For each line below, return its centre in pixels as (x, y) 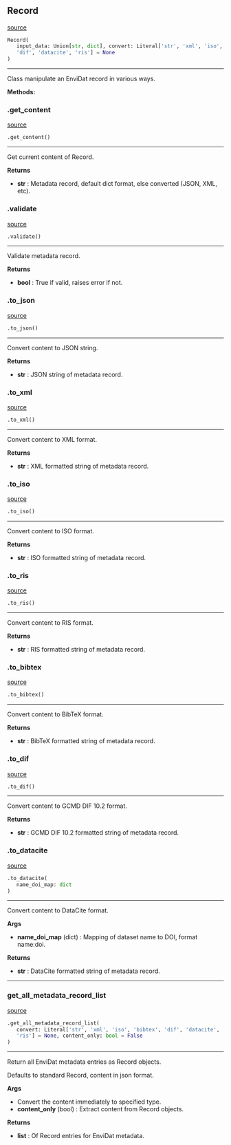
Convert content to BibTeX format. (55, 714)
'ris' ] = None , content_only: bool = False (79, 1036)
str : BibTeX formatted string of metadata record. (86, 741)
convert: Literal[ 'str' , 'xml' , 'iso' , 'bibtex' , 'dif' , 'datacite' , (118, 1029)
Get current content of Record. (51, 157)
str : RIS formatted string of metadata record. (81, 650)
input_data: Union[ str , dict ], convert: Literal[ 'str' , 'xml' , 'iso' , (120, 46)
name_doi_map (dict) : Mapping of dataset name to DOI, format (107, 937)
